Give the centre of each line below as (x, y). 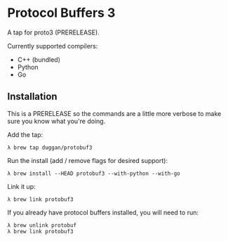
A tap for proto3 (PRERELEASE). (53, 32)
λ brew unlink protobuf (42, 225)
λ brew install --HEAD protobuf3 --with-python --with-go (94, 174)
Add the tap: (25, 134)
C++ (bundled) (39, 59)
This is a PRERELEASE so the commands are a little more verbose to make (114, 113)
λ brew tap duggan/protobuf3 (50, 148)
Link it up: (21, 186)
